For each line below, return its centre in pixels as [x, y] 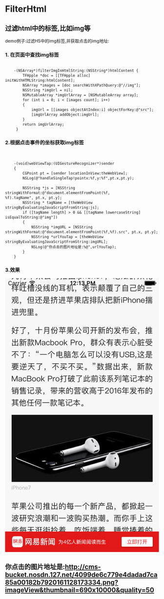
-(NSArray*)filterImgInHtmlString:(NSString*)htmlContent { [76, 71]
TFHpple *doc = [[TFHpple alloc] [57, 76]
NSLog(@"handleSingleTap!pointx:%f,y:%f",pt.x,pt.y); [78, 178]
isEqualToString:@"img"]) [31, 217]
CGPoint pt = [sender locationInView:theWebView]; [75, 173]
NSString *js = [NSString [49, 188]
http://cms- [83, 567]
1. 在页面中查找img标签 [32, 55]
